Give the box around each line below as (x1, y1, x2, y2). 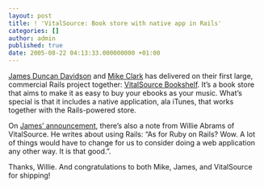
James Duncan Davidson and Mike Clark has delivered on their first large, (8, 72, 254, 80)
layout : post (8, 11, 52, 20)
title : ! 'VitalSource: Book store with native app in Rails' (8, 19, 222, 27)
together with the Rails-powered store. (8, 105, 137, 115)
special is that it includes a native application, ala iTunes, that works (8, 97, 234, 106)
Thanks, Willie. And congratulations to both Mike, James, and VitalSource (8, 162, 253, 171)
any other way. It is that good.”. (8, 146, 111, 156)
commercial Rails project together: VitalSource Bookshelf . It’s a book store (8, 80, 255, 89)
